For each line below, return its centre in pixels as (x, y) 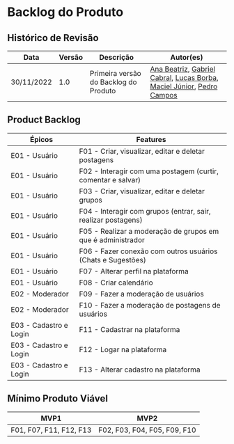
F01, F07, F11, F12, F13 (51, 430)
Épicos (42, 139)
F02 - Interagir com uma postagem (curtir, (149, 171)
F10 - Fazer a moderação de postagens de (150, 305)
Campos (163, 95)
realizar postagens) (111, 220)
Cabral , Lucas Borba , (184, 78)
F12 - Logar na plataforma (123, 349)
